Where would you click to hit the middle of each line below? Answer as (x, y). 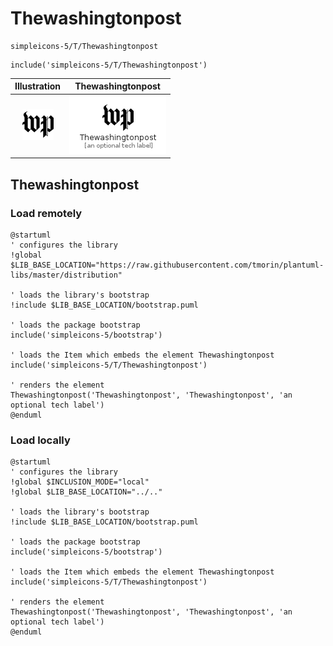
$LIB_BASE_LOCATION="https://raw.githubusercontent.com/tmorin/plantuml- (167, 265)
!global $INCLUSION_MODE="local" (80, 482)
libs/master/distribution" (66, 275)
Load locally (40, 440)
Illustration (38, 86)
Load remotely (46, 213)
